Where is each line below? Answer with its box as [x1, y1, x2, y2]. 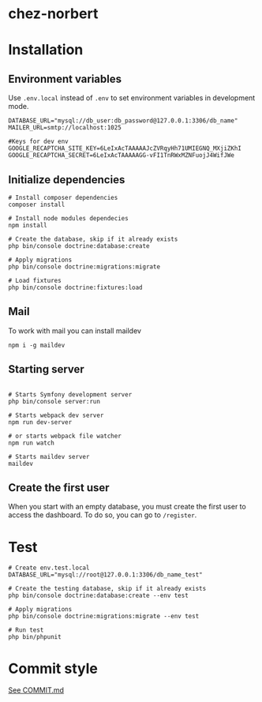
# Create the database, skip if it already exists [8, 235, 178, 243]
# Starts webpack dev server [8, 411, 104, 419]
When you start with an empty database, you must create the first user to [8, 502, 246, 512]
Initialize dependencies [8, 173, 125, 186]
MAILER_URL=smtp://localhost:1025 [8, 124, 122, 132]
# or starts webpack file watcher [8, 432, 122, 440]
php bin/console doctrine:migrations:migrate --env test [8, 613, 200, 621]
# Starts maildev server [8, 452, 90, 460]
